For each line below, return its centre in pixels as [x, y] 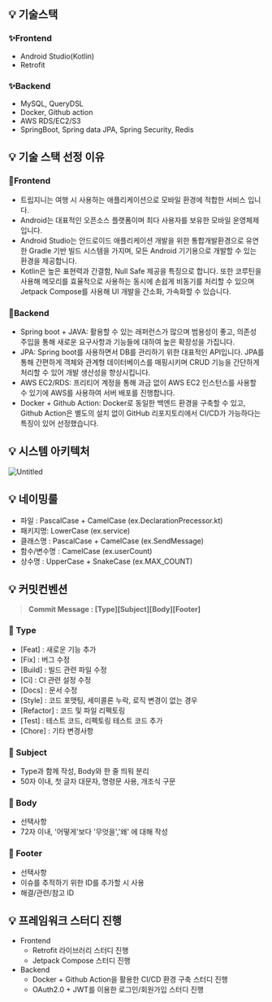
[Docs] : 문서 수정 [49, 690]
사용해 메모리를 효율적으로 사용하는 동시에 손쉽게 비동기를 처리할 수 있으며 [137, 281]
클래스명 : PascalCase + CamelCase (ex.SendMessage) [112, 541]
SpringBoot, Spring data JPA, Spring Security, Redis [107, 130]
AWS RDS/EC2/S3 [50, 121]
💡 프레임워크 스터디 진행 [65, 920]
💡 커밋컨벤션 [38, 589]
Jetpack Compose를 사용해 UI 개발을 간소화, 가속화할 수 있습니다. [125, 291]
